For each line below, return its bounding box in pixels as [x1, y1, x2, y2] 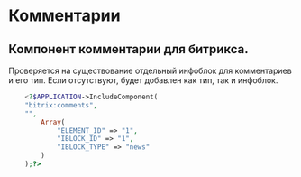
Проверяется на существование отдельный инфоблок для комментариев [8, 65, 292, 76]
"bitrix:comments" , [24, 100, 98, 109]
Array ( [41, 117, 66, 126]
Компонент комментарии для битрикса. [8, 42, 249, 57]
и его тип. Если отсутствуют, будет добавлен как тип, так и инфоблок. [8, 75, 278, 86]
